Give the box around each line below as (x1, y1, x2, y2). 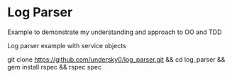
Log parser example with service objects (7, 41, 126, 50)
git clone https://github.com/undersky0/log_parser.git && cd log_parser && (7, 55, 226, 64)
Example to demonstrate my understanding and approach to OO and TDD (7, 28, 222, 36)
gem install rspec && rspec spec (7, 62, 101, 71)
